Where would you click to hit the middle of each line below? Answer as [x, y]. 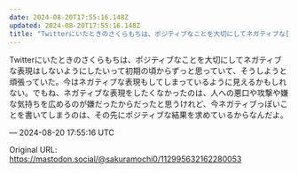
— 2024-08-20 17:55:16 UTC [62, 132]
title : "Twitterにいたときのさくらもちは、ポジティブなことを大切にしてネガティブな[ [149, 34]
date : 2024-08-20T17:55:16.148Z [69, 17]
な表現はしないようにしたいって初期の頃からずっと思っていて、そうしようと [148, 71]
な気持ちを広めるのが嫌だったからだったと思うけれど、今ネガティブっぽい [145, 104]
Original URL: [33, 150]
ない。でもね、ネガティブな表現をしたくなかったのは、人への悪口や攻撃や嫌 [149, 93]
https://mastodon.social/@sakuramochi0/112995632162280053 [125, 159]
